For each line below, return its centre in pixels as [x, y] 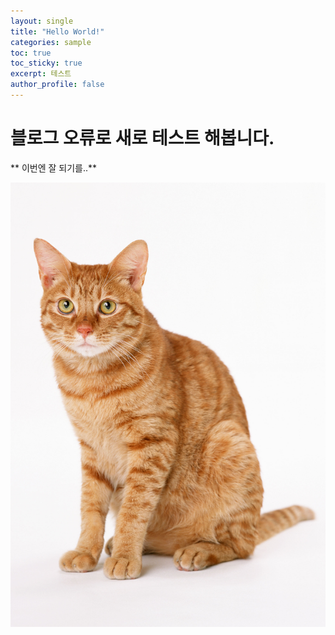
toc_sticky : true [46, 63]
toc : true [31, 53]
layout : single [42, 21]
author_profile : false [57, 85]
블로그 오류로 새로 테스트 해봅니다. [142, 138]
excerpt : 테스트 [41, 74]
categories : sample [51, 42]
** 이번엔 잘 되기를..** [54, 167]
